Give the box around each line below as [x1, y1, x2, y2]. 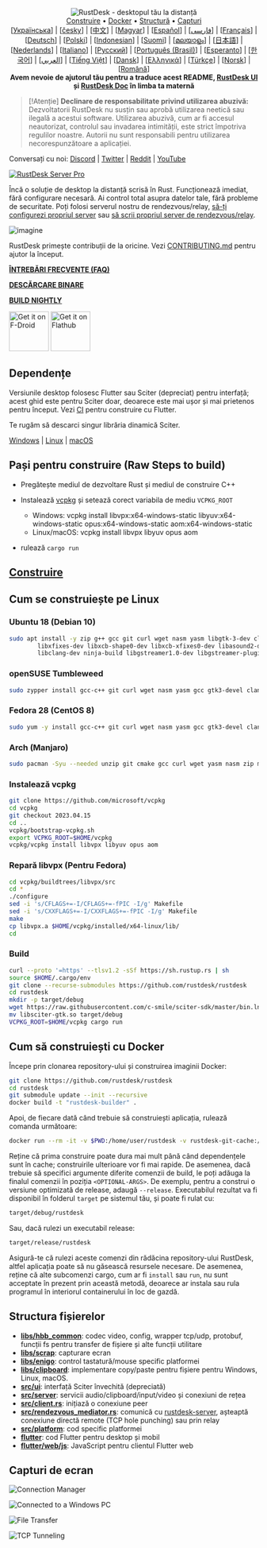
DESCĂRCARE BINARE [9, 281, 84, 289]
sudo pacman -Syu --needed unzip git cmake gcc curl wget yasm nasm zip [9, 760, 254, 768]
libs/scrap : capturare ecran [20, 1348, 112, 1357]
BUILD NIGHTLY [9, 296, 63, 305]
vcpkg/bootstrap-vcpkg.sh [9, 826, 94, 834]
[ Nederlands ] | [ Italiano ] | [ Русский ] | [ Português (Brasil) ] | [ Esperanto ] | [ [10, 45, 251, 55]
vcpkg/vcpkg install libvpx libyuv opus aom [9, 841, 158, 849]
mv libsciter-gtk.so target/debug [9, 1011, 124, 1019]
